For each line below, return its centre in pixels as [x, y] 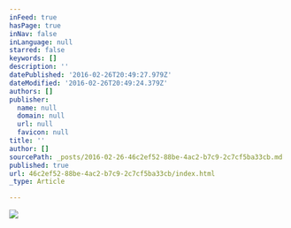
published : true [39, 165]
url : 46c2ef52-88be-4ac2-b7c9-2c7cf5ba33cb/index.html [112, 173]
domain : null [41, 116]
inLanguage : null [41, 42]
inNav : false [33, 34]
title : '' [27, 141]
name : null [37, 108]
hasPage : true [35, 26]
